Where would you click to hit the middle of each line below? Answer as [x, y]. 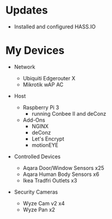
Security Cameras [36, 192]
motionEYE [45, 145]
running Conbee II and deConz [69, 113]
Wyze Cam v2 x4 [44, 203]
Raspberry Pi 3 [41, 107]
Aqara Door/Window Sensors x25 [63, 168]
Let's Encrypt [48, 139]
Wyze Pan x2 [39, 210]
